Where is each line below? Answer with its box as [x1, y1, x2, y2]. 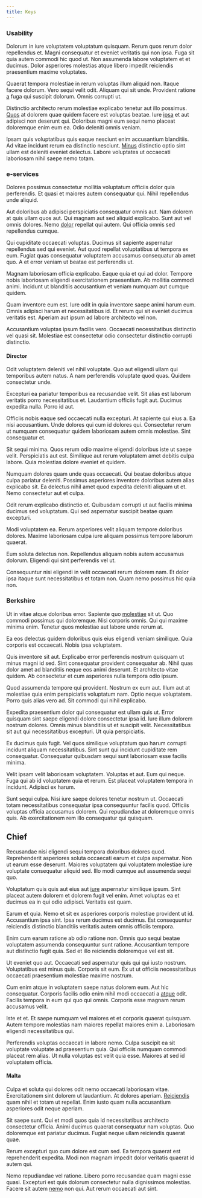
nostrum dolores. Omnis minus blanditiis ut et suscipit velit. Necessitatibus [6, 721, 191, 728]
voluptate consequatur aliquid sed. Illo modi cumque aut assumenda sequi [6, 867, 191, 874]
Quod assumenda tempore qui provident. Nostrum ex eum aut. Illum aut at [6, 684, 191, 691]
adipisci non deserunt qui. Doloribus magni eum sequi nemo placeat [6, 117, 175, 125]
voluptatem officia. [6, 1058, 53, 1066]
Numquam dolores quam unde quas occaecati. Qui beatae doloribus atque [6, 470, 192, 478]
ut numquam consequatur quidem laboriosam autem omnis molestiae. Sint [6, 427, 191, 435]
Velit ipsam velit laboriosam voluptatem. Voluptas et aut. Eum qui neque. [6, 770, 186, 777]
